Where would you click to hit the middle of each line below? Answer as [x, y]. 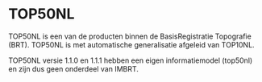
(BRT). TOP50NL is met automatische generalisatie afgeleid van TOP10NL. [132, 44]
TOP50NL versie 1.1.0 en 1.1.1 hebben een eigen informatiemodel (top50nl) [131, 60]
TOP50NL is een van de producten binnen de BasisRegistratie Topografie [130, 36]
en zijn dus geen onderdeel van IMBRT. [74, 68]
